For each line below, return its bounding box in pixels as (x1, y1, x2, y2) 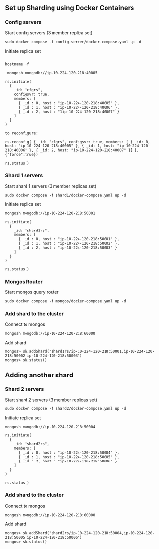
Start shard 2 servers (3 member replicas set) (5, 397, 97, 403)
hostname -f (5, 61, 29, 67)
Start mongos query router (5, 289, 59, 295)
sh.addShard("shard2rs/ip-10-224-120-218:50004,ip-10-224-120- (23, 530, 155, 535)
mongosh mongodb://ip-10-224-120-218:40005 (7, 70, 98, 75)
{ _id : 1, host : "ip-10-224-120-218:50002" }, (18, 241, 120, 246)
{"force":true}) (5, 152, 38, 157)
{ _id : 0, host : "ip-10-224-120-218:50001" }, (18, 236, 120, 241)
